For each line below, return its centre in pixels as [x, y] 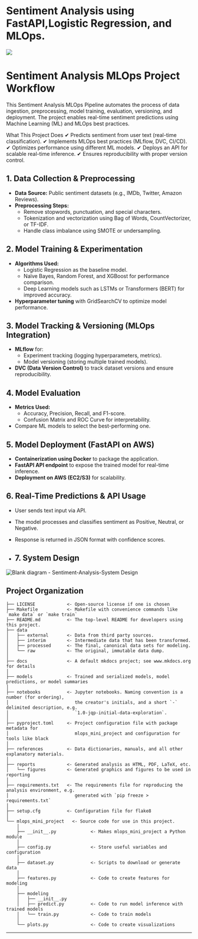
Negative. [26, 528]
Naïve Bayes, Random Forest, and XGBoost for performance [96, 276]
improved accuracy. [47, 295]
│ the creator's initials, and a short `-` [92, 703]
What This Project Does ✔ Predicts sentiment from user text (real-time [91, 135]
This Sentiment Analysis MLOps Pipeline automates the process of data [93, 105]
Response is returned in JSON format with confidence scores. [90, 539]
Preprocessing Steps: [42, 206]
